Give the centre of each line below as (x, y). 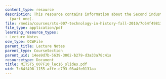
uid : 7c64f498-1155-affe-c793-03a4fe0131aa (51, 69)
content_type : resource (30, 10)
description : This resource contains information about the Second (76, 14)
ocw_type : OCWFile (24, 42)
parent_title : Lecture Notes (35, 46)
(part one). (22, 19)
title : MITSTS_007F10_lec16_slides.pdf (46, 64)
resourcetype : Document (30, 60)
